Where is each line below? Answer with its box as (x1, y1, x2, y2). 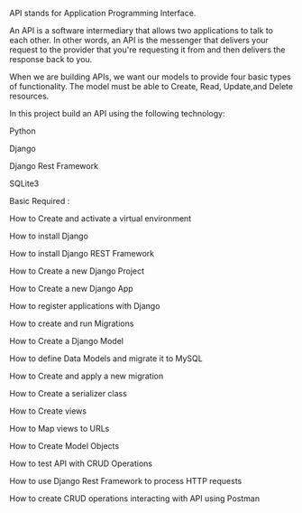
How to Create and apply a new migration (9, 370, 164, 381)
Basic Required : (9, 196, 70, 206)
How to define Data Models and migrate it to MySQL (9, 353, 203, 364)
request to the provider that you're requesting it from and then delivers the (9, 44, 286, 55)
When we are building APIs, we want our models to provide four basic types (9, 71, 291, 82)
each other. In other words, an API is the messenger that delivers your (9, 35, 269, 45)
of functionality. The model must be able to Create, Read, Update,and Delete (9, 81, 294, 91)
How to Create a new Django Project (9, 266, 145, 276)
